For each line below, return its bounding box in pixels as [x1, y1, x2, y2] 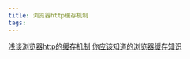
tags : [8, 19, 26, 27]
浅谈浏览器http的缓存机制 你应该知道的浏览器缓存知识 [8, 41, 182, 51]
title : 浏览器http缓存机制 [8, 11, 88, 20]
